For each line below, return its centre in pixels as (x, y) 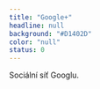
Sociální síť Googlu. (44, 75)
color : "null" (35, 42)
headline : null (37, 26)
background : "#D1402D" (50, 33)
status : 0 (27, 50)
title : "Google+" (41, 17)
